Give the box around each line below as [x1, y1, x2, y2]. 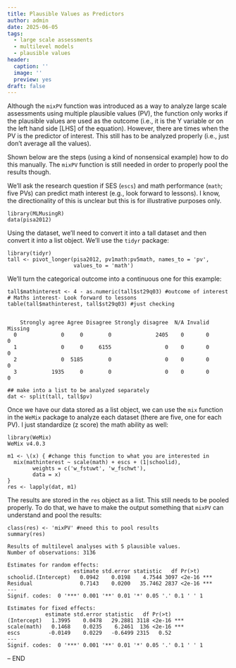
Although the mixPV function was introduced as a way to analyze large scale [7, 102, 227, 110]
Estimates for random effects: [7, 561, 99, 569]
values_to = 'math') [73, 262, 134, 269]
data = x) [32, 471, 61, 478]
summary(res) [7, 530, 46, 538]
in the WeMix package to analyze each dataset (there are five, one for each [7, 413, 222, 422]
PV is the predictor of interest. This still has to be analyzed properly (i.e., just [7, 132, 230, 140]
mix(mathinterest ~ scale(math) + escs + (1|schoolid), [13, 459, 181, 466]
